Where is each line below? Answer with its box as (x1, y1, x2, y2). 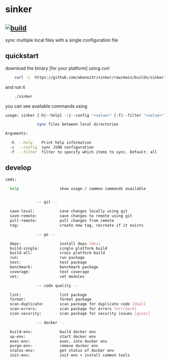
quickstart (5, 52, 39, 60)
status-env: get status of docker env (10, 348, 114, 353)
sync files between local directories (37, 122, 119, 127)
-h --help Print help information (10, 140, 92, 145)
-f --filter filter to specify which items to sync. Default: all (10, 149, 157, 155)
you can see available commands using (5, 103, 88, 109)
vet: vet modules (10, 274, 85, 279)
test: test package (10, 260, 87, 265)
